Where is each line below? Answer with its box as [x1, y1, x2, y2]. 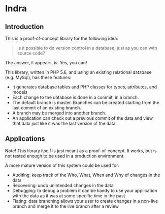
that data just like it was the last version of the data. [12, 121, 117, 126]
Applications [5, 134, 45, 143]
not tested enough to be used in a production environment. [5, 153, 125, 159]
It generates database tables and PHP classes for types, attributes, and [12, 84, 157, 90]
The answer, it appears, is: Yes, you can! [5, 60, 87, 65]
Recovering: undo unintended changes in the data [12, 182, 114, 188]
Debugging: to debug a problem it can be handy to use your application [12, 187, 158, 193]
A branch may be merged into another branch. [12, 110, 107, 116]
